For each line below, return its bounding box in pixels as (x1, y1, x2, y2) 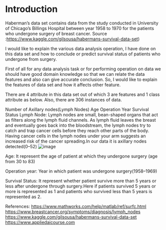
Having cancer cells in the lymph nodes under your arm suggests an (5, 133, 146, 139)
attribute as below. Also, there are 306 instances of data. (5, 96, 122, 103)
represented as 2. (5, 194, 41, 200)
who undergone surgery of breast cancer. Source (5, 30, 107, 36)
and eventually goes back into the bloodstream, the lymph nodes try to (5, 122, 151, 128)
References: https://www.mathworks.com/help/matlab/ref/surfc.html (5, 203, 146, 209)
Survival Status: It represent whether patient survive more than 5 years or (5, 178, 156, 184)
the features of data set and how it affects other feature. (5, 81, 121, 88)
